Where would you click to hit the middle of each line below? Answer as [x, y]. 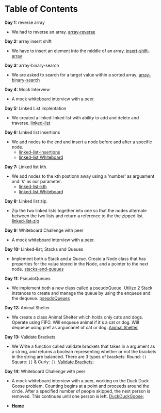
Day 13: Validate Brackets [30, 337]
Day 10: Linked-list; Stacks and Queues [44, 249]
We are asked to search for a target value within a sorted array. [74, 75]
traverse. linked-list [31, 123]
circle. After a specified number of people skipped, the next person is [81, 391]
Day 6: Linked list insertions [32, 132]
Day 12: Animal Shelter [27, 307]
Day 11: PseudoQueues [28, 278]
